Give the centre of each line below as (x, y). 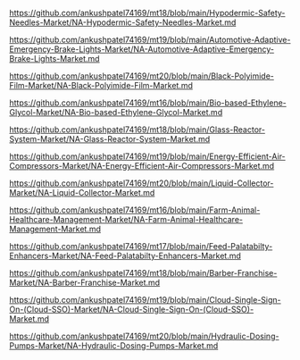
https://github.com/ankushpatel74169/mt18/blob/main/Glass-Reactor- (137, 130)
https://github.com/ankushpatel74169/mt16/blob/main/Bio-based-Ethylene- (148, 103)
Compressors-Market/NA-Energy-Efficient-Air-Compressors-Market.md (142, 166)
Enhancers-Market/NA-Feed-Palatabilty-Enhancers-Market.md (125, 255)
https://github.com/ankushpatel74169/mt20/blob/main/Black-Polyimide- (142, 76)
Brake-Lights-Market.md (54, 59)
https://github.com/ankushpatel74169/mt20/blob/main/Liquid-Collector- (142, 183)
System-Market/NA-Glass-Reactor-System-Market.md (110, 139)
